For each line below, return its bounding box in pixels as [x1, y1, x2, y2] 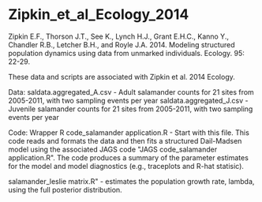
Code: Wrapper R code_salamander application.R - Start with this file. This [8, 128, 250, 137]
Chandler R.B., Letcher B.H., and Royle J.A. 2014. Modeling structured [8, 39, 235, 49]
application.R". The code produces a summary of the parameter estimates [8, 152, 249, 163]
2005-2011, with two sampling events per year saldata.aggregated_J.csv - [8, 95, 249, 105]
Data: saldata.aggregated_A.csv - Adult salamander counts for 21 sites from [8, 87, 254, 96]
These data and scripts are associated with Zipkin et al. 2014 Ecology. [8, 72, 235, 81]
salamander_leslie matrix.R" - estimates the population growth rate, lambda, [8, 176, 255, 186]
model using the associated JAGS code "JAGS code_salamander [8, 144, 218, 154]
